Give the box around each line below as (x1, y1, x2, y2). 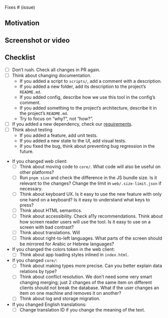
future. (19, 148, 34, 154)
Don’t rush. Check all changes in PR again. (12, 67, 100, 73)
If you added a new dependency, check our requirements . (12, 121, 133, 127)
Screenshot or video (5, 36, 70, 44)
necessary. (19, 185, 43, 191)
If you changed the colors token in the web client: (12, 246, 116, 252)
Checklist (5, 53, 36, 62)
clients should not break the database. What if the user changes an (19, 285, 159, 291)
